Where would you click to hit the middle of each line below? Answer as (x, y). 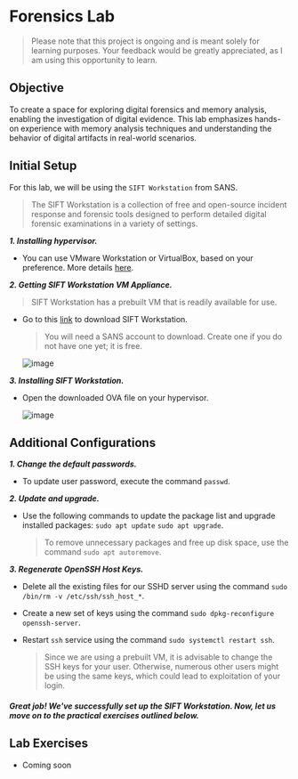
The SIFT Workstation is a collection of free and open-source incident (159, 204)
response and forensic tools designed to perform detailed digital (149, 214)
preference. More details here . (78, 267)
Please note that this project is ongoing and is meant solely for (145, 41)
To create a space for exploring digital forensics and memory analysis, (138, 110)
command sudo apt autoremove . (103, 552)
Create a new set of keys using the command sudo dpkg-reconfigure (148, 613)
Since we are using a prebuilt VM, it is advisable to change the (158, 657)
